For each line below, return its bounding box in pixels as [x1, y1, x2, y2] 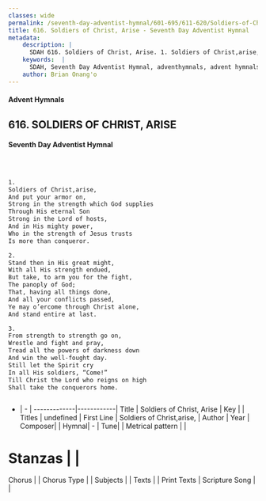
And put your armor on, [8, 193, 87, 201]
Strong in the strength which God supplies [8, 200, 154, 208]
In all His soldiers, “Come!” [8, 369, 108, 377]
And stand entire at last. [8, 310, 97, 318]
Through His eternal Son [8, 207, 90, 216]
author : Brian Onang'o [22, 70, 97, 78]
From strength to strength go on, [8, 332, 123, 340]
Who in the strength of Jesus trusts [8, 230, 133, 237]
